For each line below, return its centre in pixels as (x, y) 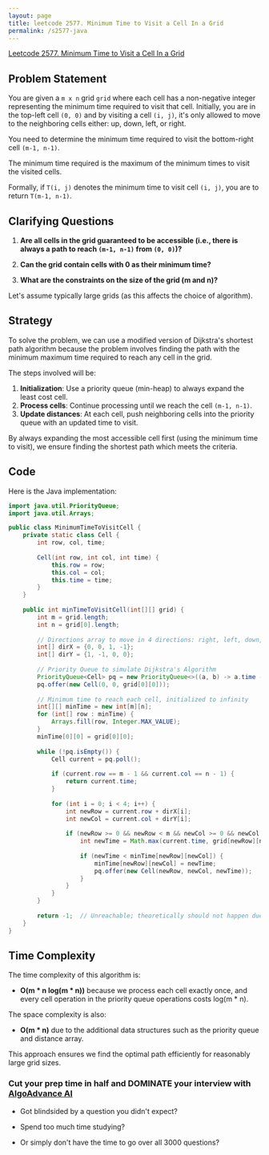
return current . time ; (101, 782)
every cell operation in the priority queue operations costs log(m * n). (134, 999)
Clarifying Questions (61, 221)
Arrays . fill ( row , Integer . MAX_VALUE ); (116, 722)
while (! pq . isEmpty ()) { (78, 751)
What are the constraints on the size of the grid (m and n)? (119, 280)
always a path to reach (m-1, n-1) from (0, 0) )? (101, 249)
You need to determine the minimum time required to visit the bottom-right (131, 139)
